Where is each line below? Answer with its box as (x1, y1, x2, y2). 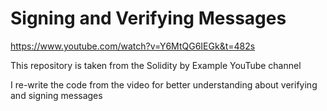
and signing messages (10, 89, 103, 101)
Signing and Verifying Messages (10, 7, 287, 30)
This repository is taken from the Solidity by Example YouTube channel (10, 59, 302, 71)
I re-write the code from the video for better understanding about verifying (10, 78, 318, 91)
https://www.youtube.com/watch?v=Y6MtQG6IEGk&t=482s (10, 40, 256, 52)
